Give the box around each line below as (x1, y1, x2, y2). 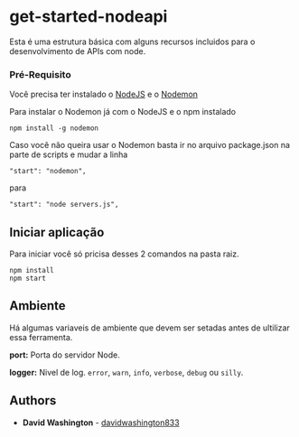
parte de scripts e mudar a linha (9, 149, 128, 160)
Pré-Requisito (9, 68, 71, 80)
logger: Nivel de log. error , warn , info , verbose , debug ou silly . (9, 367, 244, 377)
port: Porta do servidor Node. (9, 349, 120, 360)
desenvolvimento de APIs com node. (9, 45, 146, 56)
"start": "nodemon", (9, 167, 88, 176)
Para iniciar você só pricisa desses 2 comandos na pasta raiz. (9, 248, 239, 259)
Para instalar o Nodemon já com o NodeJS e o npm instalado (9, 107, 237, 117)
